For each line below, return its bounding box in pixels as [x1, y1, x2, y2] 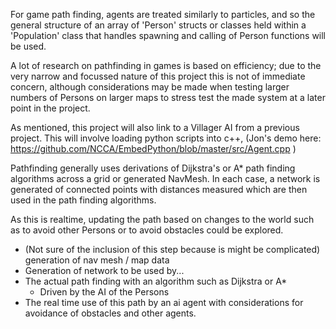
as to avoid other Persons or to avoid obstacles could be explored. [10, 224, 284, 236]
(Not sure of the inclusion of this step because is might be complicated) [24, 244, 321, 255]
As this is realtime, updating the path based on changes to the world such [10, 214, 315, 225]
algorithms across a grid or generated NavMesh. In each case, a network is [10, 173, 321, 184]
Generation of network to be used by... [24, 265, 185, 276]
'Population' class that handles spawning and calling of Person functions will [10, 30, 327, 41]
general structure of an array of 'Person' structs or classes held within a [10, 19, 307, 31]
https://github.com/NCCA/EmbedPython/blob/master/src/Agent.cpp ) [10, 143, 297, 154]
